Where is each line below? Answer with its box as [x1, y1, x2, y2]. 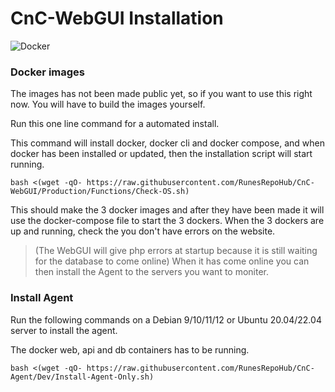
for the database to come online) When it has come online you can [34, 255, 310, 267]
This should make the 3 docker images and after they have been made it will [10, 204, 325, 216]
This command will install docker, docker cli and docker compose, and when [10, 137, 326, 149]
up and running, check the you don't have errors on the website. [10, 225, 276, 237]
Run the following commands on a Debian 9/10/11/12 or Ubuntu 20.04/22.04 [10, 313, 322, 326]
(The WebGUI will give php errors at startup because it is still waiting [34, 245, 318, 257]
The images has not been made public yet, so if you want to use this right [10, 88, 313, 100]
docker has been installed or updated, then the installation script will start [10, 148, 313, 160]
